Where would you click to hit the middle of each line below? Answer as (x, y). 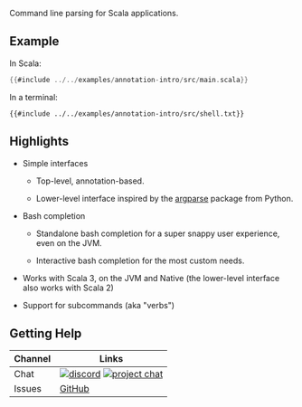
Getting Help (46, 333)
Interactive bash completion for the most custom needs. (140, 260)
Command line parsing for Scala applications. (94, 13)
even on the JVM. (69, 242)
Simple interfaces (55, 163)
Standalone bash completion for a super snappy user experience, (158, 233)
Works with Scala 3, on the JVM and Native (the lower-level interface (151, 278)
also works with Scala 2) (68, 288)
